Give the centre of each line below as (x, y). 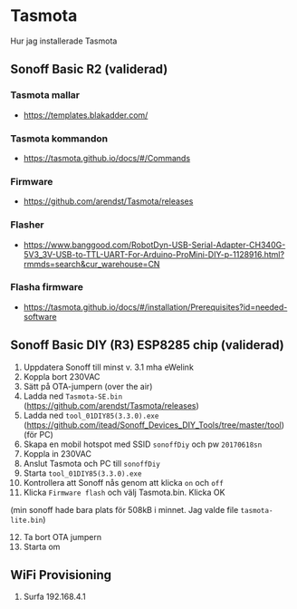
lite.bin (27, 520)
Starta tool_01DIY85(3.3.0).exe (82, 473)
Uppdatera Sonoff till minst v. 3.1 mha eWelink (108, 367)
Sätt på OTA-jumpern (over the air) (88, 386)
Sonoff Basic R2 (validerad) (89, 69)
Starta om (42, 546)
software (40, 316)
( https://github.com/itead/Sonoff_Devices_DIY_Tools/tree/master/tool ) (153, 425)
